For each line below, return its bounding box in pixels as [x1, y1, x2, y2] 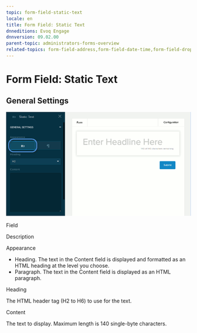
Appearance [6, 244, 36, 251]
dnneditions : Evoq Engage [6, 28, 69, 34]
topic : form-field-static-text [6, 9, 83, 15]
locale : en [6, 15, 33, 22]
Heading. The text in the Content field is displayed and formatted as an [14, 255, 186, 263]
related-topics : [6, 47, 46, 53]
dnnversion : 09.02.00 [6, 34, 59, 41]
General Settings [6, 96, 69, 106]
